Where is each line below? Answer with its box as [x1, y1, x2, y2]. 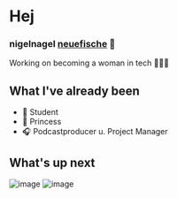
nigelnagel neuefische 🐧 [9, 38, 116, 50]
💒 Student [21, 107, 59, 118]
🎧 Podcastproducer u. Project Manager [21, 126, 168, 137]
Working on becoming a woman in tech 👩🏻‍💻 [9, 57, 170, 68]
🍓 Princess [21, 117, 62, 127]
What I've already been [9, 83, 140, 98]
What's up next [9, 155, 96, 170]
